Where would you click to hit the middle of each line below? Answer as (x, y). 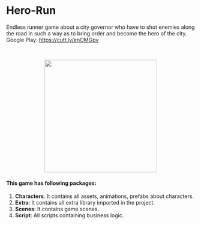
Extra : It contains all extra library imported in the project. (85, 203)
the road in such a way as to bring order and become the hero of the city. (97, 33)
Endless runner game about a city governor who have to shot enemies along (100, 27)
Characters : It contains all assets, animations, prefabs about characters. (104, 196)
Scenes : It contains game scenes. (57, 209)
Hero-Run (31, 10)
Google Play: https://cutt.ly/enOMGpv (52, 40)
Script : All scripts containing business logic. (69, 215)
